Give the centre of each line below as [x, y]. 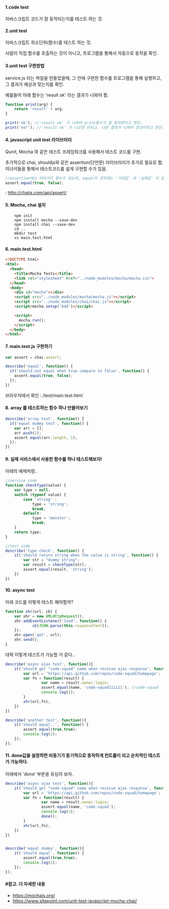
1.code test [17, 7]
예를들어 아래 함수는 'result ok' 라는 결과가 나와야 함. [57, 95]
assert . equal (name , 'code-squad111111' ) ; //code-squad [100, 688]
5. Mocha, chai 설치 [26, 205]
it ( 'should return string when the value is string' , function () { [86, 555]
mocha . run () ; [32, 320]
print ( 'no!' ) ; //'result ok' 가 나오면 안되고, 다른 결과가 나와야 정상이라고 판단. [85, 128]
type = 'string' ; [50, 504]
